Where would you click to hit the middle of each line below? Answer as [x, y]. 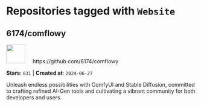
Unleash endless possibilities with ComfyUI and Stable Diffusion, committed [101, 85]
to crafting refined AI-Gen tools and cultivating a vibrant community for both [101, 91]
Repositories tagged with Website [91, 11]
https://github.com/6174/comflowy [75, 61]
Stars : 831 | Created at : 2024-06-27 [49, 73]
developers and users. [34, 97]
